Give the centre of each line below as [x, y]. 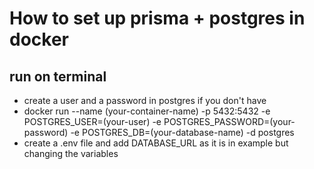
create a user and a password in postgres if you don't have [145, 100]
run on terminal [58, 76]
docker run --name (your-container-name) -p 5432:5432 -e [147, 111]
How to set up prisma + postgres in [157, 18]
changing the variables [71, 153]
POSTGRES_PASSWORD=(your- [229, 121]
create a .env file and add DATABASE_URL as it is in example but [156, 143]
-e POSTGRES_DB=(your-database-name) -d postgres [182, 132]
